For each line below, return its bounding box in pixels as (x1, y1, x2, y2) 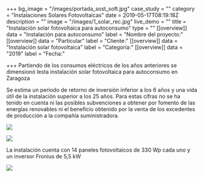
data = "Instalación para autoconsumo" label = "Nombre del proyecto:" (6, 31, 184, 38)
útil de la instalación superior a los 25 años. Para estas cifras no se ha (6, 93, 181, 100)
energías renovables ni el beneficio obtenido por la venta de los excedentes (6, 106, 196, 112)
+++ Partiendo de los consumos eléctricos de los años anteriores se (6, 62, 177, 69)
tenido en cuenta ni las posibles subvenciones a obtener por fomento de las (6, 99, 196, 106)
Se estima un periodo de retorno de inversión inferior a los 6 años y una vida (6, 86, 198, 93)
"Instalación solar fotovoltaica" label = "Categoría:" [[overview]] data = (6, 43, 183, 51)
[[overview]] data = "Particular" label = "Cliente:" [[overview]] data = (6, 37, 178, 44)
